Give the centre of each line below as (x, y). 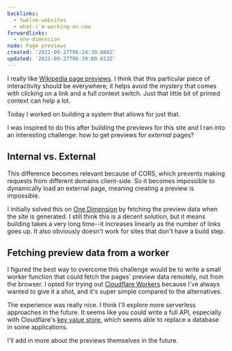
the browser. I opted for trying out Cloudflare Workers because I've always (114, 284)
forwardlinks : (28, 33)
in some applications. (37, 327)
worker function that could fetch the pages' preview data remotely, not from (115, 277)
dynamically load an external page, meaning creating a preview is (101, 188)
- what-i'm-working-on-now (52, 26)
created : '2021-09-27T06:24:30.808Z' (62, 53)
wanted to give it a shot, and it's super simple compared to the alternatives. (115, 291)
